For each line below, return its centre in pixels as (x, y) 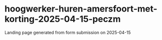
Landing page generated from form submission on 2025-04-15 (68, 32)
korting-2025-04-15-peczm (63, 19)
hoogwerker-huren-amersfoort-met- (81, 9)
